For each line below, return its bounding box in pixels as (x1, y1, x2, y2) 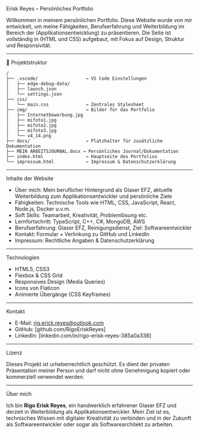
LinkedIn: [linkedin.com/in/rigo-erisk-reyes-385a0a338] (14, 332, 152, 339)
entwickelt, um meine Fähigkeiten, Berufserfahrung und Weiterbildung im (6, 23, 185, 30)
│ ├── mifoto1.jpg (6, 117, 57, 123)
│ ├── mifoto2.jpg (6, 122, 57, 128)
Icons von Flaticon (14, 285, 60, 291)
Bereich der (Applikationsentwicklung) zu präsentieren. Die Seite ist (6, 29, 171, 36)
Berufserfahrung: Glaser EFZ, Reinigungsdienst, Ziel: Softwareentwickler (14, 224, 192, 231)
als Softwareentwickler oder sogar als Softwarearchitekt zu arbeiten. (6, 421, 174, 427)
